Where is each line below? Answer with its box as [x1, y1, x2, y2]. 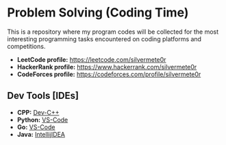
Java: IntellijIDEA [16, 130, 66, 138]
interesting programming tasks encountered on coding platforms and [7, 34, 202, 43]
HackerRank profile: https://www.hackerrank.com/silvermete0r [16, 63, 197, 71]
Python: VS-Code [16, 115, 68, 124]
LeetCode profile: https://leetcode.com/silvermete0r [16, 55, 166, 63]
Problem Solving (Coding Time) [7, 5, 189, 21]
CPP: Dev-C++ [16, 108, 60, 116]
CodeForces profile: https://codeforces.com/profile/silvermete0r [16, 70, 201, 78]
